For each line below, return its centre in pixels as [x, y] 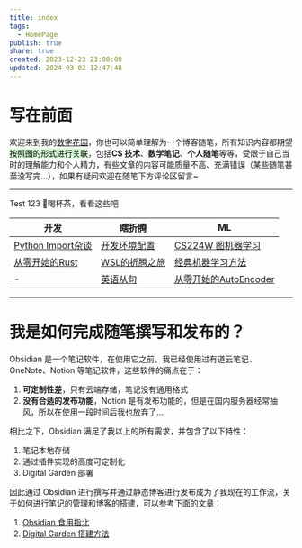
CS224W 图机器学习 [217, 245]
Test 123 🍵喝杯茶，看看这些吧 [64, 203]
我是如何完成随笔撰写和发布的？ [128, 332]
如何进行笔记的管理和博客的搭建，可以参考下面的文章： [119, 503]
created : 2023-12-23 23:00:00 [66, 59]
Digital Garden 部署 [58, 472]
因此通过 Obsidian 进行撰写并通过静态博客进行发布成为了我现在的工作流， [146, 491]
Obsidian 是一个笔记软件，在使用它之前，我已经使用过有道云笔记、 [133, 359]
